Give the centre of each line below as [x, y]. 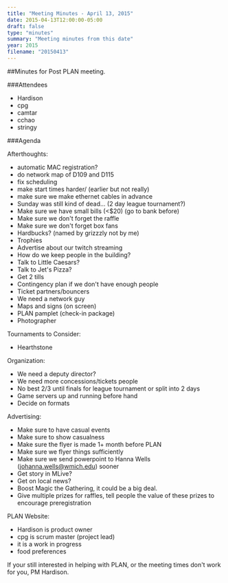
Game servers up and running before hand [77, 395]
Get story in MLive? [44, 473]
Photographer [37, 320]
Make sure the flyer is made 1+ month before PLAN [89, 444]
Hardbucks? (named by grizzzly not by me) [78, 233]
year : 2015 [23, 45]
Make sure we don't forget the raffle [68, 218]
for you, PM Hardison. [38, 572]
